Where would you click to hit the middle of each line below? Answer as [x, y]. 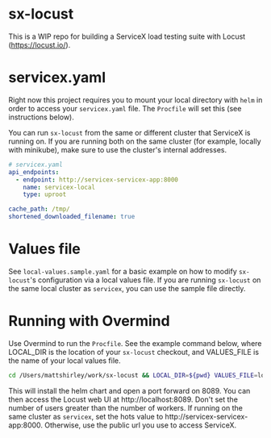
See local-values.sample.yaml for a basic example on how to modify [123, 271]
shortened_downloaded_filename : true [72, 217]
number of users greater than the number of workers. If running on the [126, 407]
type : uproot [45, 194]
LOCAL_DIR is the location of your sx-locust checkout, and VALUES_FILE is [134, 352]
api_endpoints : [34, 172]
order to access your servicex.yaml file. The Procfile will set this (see [125, 108]
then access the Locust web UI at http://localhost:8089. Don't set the [123, 399]
